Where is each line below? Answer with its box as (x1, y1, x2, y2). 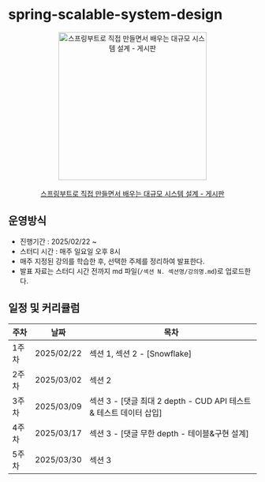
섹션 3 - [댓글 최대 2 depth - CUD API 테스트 (89, 395, 252, 406)
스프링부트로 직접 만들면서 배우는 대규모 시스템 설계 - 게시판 (40, 189, 225, 198)
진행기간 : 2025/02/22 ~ (19, 237, 97, 246)
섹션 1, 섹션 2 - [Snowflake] (89, 348, 192, 359)
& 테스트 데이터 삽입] (89, 407, 162, 418)
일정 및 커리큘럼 (8, 301, 80, 315)
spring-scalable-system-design (8, 6, 223, 24)
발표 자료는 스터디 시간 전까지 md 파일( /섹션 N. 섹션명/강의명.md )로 (19, 266, 224, 275)
